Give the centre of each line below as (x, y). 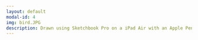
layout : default (26, 11)
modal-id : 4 (21, 17)
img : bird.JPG (24, 22)
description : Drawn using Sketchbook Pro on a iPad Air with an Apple (95, 28)
